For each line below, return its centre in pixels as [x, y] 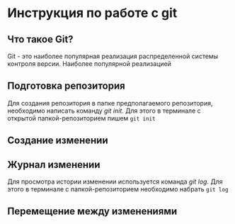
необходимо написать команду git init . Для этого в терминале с [104, 111]
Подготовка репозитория [66, 86]
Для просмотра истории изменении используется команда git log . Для [115, 181]
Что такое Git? [40, 39]
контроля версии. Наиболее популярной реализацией [90, 64]
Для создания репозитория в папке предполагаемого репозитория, [110, 103]
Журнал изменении [54, 164]
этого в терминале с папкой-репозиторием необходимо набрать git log [118, 189]
